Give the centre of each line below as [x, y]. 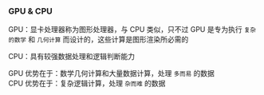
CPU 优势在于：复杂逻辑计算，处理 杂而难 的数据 [87, 83]
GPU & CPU [31, 11]
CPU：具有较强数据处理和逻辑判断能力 [72, 57]
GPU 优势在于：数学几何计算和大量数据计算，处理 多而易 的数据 [112, 73]
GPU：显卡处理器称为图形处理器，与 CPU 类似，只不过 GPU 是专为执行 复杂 [132, 30]
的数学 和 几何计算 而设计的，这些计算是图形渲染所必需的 [99, 40]
